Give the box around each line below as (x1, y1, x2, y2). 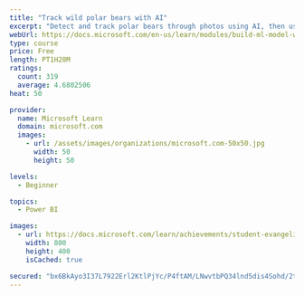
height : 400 (25, 246, 71, 256)
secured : (9, 271, 43, 281)
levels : (9, 172, 39, 181)
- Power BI (17, 205, 59, 214)
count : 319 (17, 72, 59, 81)
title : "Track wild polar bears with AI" (9, 13, 168, 23)
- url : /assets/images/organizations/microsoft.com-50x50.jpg (25, 139, 265, 148)
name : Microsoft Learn (17, 114, 103, 123)
